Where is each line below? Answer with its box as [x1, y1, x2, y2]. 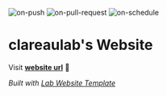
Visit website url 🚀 [8, 62, 70, 72]
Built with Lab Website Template [8, 77, 115, 88]
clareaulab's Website [8, 36, 153, 54]
